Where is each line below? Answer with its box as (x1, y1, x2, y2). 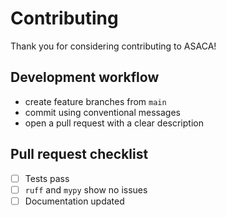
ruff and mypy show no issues (24, 183, 148, 196)
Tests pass (24, 172, 70, 184)
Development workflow (10, 69, 160, 86)
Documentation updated (24, 195, 125, 207)
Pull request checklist (10, 146, 149, 163)
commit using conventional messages (24, 106, 181, 118)
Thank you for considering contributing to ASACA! (10, 40, 217, 52)
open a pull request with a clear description (24, 117, 204, 129)
